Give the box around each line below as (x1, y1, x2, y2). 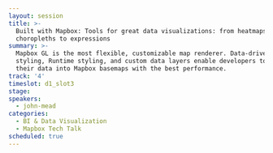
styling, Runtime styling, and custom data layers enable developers (15, 57, 256, 66)
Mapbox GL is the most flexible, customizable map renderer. (15, 49, 227, 57)
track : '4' (8, 72, 45, 80)
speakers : (8, 95, 42, 103)
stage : (8, 87, 31, 96)
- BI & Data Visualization (15, 117, 107, 125)
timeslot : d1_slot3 (8, 79, 75, 87)
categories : (8, 110, 49, 118)
